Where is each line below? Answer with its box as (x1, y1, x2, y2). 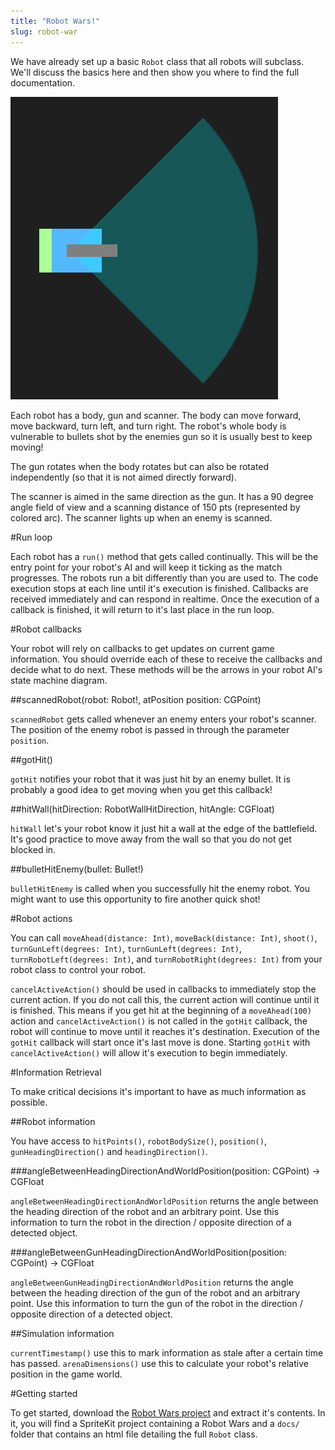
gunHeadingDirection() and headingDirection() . (10, 1145, 208, 1157)
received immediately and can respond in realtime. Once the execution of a (10, 593, 320, 605)
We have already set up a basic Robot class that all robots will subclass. (10, 55, 305, 67)
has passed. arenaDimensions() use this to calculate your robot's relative (10, 1357, 309, 1369)
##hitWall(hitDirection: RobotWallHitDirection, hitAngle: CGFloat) (10, 803, 275, 815)
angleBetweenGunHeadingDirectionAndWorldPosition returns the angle (10, 1276, 294, 1288)
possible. (10, 1096, 48, 1108)
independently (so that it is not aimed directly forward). (10, 471, 237, 483)
